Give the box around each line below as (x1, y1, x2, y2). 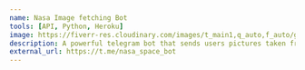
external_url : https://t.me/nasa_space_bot (9, 47, 177, 56)
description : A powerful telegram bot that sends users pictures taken (9, 38, 286, 48)
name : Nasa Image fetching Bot (9, 13, 128, 23)
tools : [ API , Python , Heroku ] (9, 22, 124, 31)
